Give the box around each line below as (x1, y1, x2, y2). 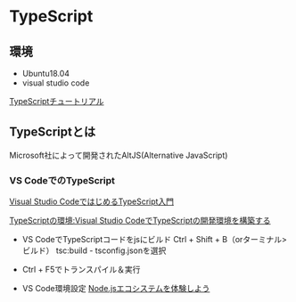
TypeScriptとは (9, 125, 96, 140)
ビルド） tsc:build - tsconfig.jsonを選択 (21, 245, 167, 256)
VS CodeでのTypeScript (9, 174, 116, 186)
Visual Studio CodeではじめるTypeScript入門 (9, 196, 175, 207)
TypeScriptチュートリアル (9, 96, 104, 106)
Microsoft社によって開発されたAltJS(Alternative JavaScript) (9, 150, 228, 160)
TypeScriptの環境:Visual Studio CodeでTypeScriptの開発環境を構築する (9, 216, 271, 226)
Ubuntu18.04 (21, 69, 70, 78)
